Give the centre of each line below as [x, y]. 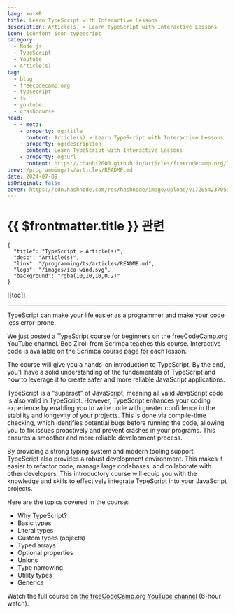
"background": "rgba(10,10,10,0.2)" [67, 276]
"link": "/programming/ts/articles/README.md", [84, 264]
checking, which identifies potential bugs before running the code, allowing [116, 423]
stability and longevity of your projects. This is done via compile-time [107, 416]
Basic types [34, 523]
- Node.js [28, 46]
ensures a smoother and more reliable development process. [95, 438]
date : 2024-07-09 [33, 176]
